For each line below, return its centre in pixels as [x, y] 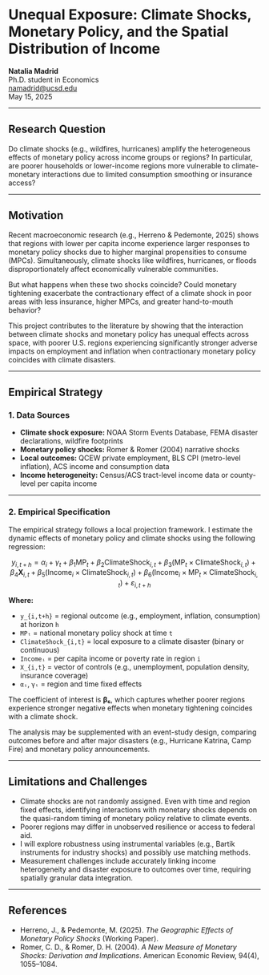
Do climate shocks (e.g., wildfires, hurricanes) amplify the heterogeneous [129, 148]
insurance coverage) [54, 675]
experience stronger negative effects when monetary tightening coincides [130, 708]
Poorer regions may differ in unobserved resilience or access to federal [137, 827]
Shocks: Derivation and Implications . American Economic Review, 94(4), [140, 955]
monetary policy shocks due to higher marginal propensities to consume [128, 252]
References [38, 910]
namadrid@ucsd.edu [43, 88]
